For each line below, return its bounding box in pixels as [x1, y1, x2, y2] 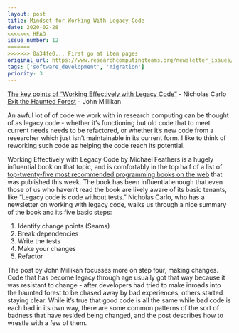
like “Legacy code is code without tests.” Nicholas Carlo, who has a [7, 193, 205, 201]
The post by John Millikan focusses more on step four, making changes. [7, 265, 219, 274]
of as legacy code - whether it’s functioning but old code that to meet [7, 118, 211, 127]
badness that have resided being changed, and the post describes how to [7, 311, 224, 319]
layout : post [7, 10, 46, 18]
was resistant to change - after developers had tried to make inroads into [7, 280, 221, 289]
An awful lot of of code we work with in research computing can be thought [7, 111, 229, 120]
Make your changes [17, 244, 76, 253]
